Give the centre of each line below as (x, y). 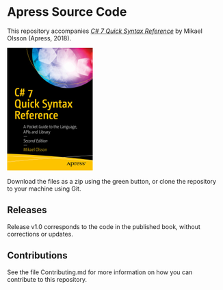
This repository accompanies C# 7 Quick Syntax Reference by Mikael (105, 31)
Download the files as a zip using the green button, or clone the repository (112, 181)
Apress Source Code (67, 12)
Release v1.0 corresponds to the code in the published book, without (104, 226)
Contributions (37, 255)
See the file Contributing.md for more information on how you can (100, 272)
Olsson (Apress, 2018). (39, 38)
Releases (27, 210)
